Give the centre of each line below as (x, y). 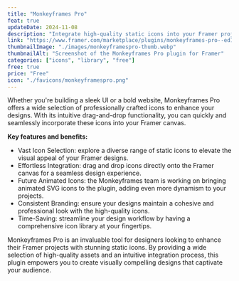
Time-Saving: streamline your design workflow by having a (104, 218)
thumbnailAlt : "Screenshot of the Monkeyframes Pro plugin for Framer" (116, 54)
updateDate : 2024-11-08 (43, 27)
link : (15, 41)
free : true (23, 67)
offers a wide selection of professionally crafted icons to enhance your (111, 108)
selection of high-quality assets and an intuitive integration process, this (113, 255)
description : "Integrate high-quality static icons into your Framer (113, 34)
